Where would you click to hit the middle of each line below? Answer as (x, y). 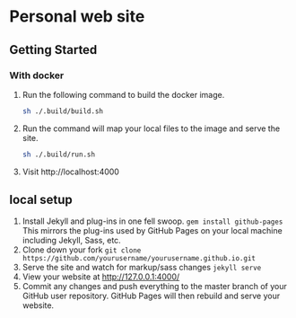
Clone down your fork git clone (82, 250)
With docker (37, 75)
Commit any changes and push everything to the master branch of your (154, 287)
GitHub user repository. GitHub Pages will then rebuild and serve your (151, 296)
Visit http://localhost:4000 (70, 172)
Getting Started (53, 50)
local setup (41, 200)
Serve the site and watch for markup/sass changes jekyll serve (142, 268)
